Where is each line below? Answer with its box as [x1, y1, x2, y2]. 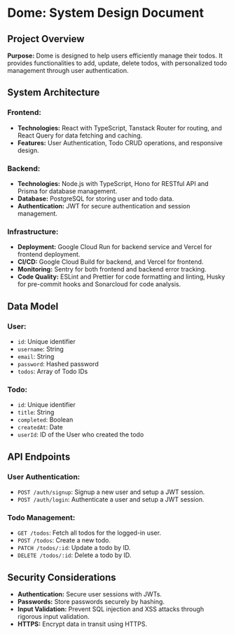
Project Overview [7, 33, 85, 45]
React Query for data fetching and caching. [17, 131, 143, 140]
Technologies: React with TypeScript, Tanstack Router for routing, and [17, 123, 222, 132]
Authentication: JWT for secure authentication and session [17, 201, 191, 210]
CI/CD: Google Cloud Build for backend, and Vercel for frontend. [17, 258, 204, 266]
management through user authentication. [7, 67, 129, 74]
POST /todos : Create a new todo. [17, 536, 111, 544]
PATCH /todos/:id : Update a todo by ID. [17, 544, 131, 552]
